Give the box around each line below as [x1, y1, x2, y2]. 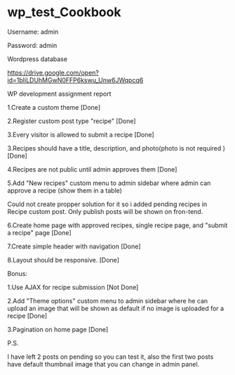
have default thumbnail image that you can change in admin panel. [7, 360, 200, 368]
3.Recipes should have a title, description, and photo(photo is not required [7, 144, 222, 152]
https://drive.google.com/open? [7, 68, 100, 77]
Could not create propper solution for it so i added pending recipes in [7, 200, 208, 208]
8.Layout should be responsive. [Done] [7, 255, 120, 264]
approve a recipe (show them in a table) [7, 186, 123, 194]
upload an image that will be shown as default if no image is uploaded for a [7, 304, 224, 312]
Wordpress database [7, 54, 68, 63]
